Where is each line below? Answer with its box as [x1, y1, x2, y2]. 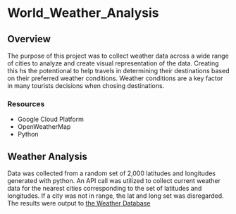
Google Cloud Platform [17, 115, 85, 124]
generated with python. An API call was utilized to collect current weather [7, 177, 221, 185]
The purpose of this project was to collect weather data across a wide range [7, 51, 229, 60]
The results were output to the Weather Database [7, 199, 151, 208]
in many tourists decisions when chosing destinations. [7, 82, 165, 89]
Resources [7, 99, 45, 108]
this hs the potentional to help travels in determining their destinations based [7, 67, 230, 75]
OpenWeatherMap [17, 122, 71, 131]
